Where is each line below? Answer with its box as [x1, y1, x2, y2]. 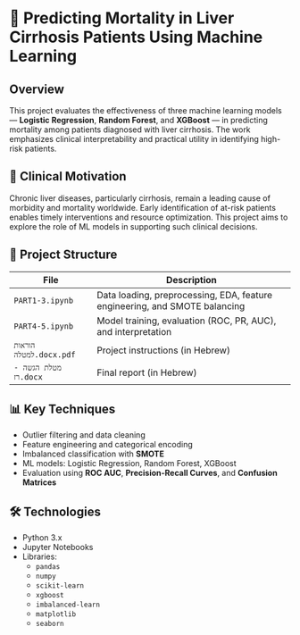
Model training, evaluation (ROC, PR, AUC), [96, 314, 277, 327]
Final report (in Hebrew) [96, 366, 197, 379]
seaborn [35, 620, 64, 629]
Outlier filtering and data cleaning [21, 430, 146, 440]
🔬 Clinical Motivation [9, 169, 127, 184]
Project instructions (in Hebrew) [96, 344, 230, 356]
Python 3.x [21, 532, 62, 543]
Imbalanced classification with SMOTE [21, 448, 165, 459]
